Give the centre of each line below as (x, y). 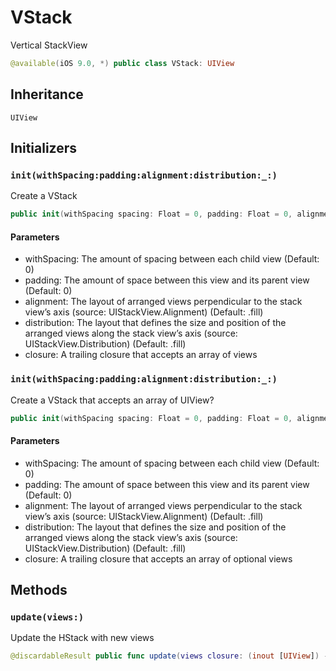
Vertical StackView (49, 45)
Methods (39, 590)
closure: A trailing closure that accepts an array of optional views (158, 558)
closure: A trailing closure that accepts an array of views (141, 355)
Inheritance (47, 94)
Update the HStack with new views (82, 638)
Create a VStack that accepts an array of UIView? (112, 400)
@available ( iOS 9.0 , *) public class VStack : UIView (122, 63)
